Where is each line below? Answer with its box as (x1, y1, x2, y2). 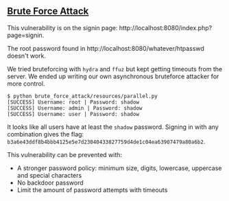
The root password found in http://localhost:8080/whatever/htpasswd (7, 44, 204, 52)
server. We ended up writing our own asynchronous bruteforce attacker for (7, 72, 219, 80)
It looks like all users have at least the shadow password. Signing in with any (7, 123, 219, 131)
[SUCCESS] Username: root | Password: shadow (7, 99, 139, 106)
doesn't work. (7, 51, 47, 60)
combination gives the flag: (7, 130, 84, 138)
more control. (7, 79, 45, 88)
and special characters (16, 171, 82, 179)
